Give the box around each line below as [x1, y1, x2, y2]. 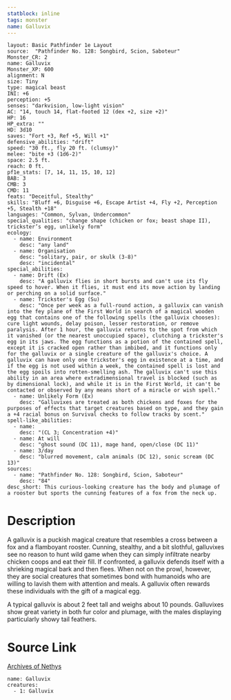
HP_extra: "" [7, 120, 45, 128]
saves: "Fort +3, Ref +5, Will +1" [7, 133, 110, 140]
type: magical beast [7, 84, 67, 91]
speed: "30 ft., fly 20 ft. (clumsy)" [7, 145, 119, 152]
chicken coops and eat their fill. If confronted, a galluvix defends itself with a [7, 558, 225, 566]
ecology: [7, 230, 32, 237]
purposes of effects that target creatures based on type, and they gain [7, 405, 224, 412]
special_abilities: [7, 266, 63, 273]
